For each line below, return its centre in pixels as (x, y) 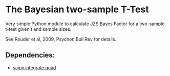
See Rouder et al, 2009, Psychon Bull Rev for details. (61, 39)
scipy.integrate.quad (34, 67)
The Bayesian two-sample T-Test (77, 9)
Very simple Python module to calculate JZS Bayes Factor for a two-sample (85, 24)
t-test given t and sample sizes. (38, 29)
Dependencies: (30, 55)
